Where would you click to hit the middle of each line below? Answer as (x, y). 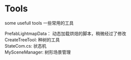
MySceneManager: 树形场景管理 (38, 52)
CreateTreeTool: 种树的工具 (32, 40)
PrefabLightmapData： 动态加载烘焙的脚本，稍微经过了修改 (65, 33)
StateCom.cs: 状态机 (26, 46)
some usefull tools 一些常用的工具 (39, 23)
